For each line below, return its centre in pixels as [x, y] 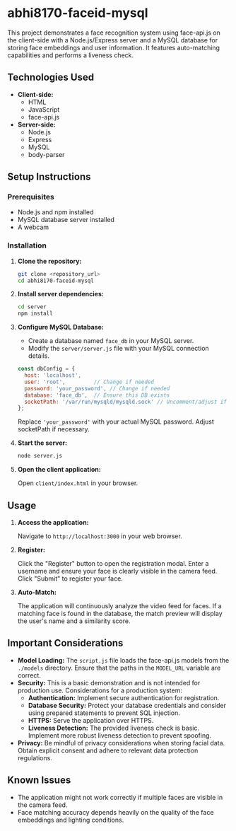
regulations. [35, 757]
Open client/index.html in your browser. [78, 483]
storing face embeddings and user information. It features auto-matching [114, 47]
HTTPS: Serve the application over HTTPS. [91, 720]
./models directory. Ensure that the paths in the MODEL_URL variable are [119, 668]
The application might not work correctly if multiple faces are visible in [120, 797]
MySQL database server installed [66, 220]
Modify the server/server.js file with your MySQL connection [119, 349]
